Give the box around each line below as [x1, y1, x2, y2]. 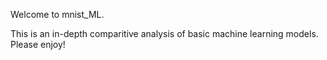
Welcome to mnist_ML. [10, 9, 105, 20]
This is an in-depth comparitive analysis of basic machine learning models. [10, 28, 319, 39]
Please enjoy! [10, 39, 66, 50]
